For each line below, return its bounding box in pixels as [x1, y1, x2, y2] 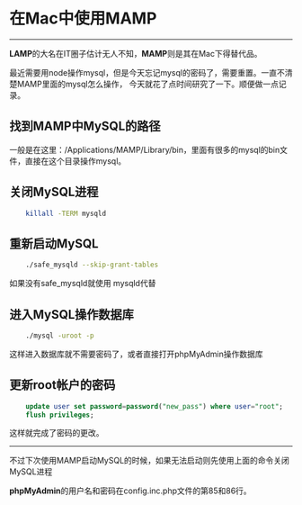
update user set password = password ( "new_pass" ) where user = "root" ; [25, 401, 283, 410]
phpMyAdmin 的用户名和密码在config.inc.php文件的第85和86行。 [9, 485, 252, 496]
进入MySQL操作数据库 [9, 307, 135, 322]
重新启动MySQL [9, 236, 99, 251]
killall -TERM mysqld [25, 209, 106, 218]
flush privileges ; [25, 410, 94, 419]
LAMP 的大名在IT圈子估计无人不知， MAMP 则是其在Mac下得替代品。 [9, 48, 262, 59]
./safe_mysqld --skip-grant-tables [25, 260, 159, 270]
